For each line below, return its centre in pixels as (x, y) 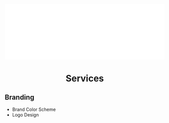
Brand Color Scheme (34, 110)
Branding (20, 97)
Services (85, 79)
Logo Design (25, 115)
